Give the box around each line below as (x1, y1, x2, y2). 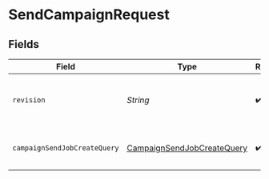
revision (12, 96, 46, 105)
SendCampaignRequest (8, 6, 170, 24)
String (126, 94, 150, 105)
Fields (8, 38, 40, 51)
